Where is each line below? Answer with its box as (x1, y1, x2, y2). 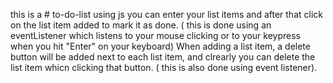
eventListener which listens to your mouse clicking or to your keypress (10, 30, 302, 41)
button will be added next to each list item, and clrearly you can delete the (10, 51, 316, 63)
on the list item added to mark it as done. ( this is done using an (10, 19, 272, 31)
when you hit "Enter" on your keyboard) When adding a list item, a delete (10, 40, 311, 52)
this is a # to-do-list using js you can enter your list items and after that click (10, 9, 323, 20)
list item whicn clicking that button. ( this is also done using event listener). (10, 62, 318, 73)
